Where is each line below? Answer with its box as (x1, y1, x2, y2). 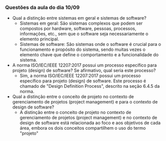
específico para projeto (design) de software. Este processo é (19, 78, 146, 84)
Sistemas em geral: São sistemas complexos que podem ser (19, 20, 143, 26)
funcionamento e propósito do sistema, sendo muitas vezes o (19, 46, 146, 53)
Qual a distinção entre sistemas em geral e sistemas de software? (12, 15, 147, 21)
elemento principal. (19, 36, 59, 42)
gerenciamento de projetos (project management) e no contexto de (19, 115, 158, 121)
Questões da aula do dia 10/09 (5, 4, 80, 11)
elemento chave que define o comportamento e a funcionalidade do (19, 52, 159, 58)
